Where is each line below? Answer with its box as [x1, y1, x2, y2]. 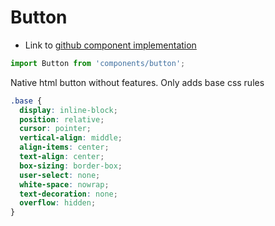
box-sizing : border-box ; [19, 161, 123, 171]
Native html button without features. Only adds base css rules [10, 76, 265, 88]
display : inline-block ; [19, 105, 118, 115]
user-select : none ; [19, 170, 101, 180]
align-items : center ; [19, 142, 110, 153]
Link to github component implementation [24, 39, 197, 51]
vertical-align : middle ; [19, 133, 123, 143]
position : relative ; [19, 114, 105, 125]
